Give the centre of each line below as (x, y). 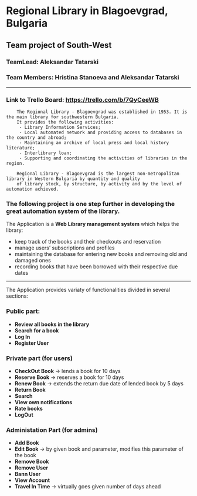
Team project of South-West (59, 45)
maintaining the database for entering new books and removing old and (101, 254)
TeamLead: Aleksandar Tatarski (52, 62)
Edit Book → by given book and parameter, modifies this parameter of (99, 449)
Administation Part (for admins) (52, 430)
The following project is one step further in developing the (91, 204)
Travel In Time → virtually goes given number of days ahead (88, 487)
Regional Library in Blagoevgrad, (87, 11)
